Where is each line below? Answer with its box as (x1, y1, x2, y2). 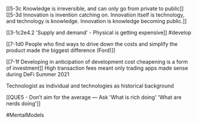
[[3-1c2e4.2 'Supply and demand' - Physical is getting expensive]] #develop (6, 29, 192, 36)
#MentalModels (6, 112, 44, 118)
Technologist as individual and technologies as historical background (6, 82, 174, 89)
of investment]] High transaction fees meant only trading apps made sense (6, 64, 189, 72)
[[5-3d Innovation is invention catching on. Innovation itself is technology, (6, 11, 185, 18)
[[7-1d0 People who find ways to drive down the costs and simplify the (6, 41, 178, 47)
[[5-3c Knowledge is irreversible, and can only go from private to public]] (6, 5, 184, 12)
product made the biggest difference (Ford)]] (6, 47, 116, 54)
